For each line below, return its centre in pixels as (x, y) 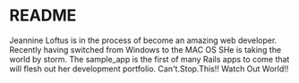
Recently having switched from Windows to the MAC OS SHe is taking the (145, 49)
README (43, 16)
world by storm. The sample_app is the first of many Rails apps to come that (149, 59)
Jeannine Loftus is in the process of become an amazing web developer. (143, 40)
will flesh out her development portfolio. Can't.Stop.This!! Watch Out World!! (149, 69)
